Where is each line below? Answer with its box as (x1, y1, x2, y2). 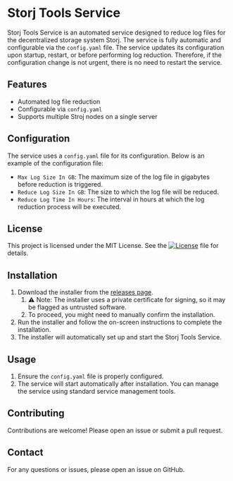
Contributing (7, 407, 65, 420)
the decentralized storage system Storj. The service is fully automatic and (7, 35, 222, 44)
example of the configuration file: (7, 158, 104, 167)
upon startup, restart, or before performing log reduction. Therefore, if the (7, 51, 222, 59)
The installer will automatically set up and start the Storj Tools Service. (17, 333, 222, 342)
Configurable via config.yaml (17, 104, 103, 113)
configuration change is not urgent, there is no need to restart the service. (7, 58, 222, 66)
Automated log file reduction (17, 97, 101, 106)
